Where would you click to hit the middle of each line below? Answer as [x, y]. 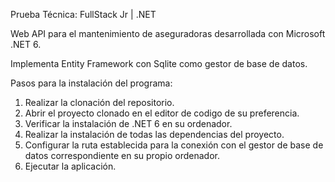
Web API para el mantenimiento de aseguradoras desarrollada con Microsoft [168, 33]
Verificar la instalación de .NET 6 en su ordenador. [128, 123]
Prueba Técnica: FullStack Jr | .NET [83, 14]
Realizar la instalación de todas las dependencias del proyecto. [154, 134]
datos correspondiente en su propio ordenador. [122, 155]
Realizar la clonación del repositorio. [99, 102]
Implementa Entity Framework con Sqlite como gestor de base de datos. [159, 63]
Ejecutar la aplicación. [70, 166]
